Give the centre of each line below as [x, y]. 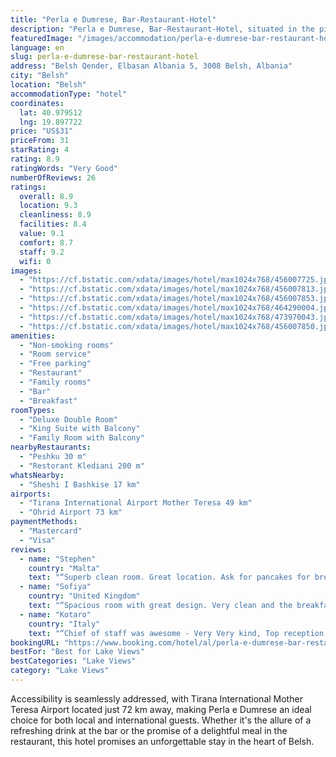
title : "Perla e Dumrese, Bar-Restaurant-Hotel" [113, 19]
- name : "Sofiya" [55, 587]
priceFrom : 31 [40, 141]
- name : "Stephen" [58, 559]
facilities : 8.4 [53, 224]
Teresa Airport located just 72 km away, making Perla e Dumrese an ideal [161, 709]
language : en [37, 47]
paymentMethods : [44, 522]
